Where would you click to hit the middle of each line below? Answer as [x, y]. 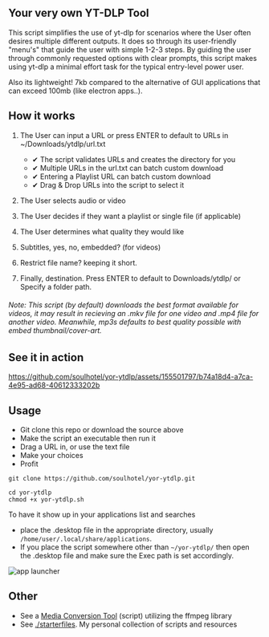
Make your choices [51, 456]
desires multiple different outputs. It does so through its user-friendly [122, 41]
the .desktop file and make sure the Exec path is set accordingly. [127, 556]
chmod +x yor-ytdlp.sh [46, 500]
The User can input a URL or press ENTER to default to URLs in [124, 135]
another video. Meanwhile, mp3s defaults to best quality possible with [125, 322]
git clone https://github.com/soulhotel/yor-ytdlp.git [102, 479]
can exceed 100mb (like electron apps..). [75, 91]
